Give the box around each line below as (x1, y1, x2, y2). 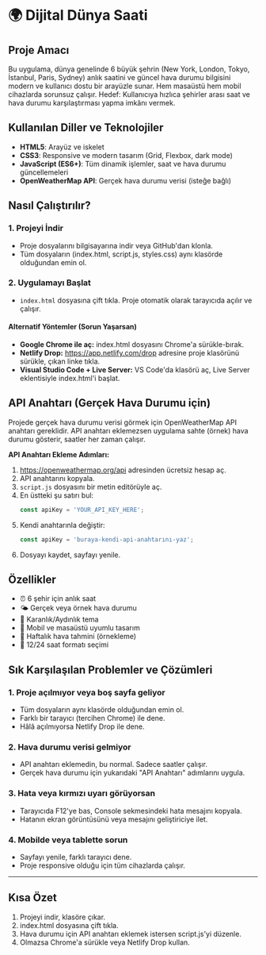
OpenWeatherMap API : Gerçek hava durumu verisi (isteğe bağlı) (19, 175, 232, 185)
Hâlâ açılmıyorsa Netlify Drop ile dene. (19, 722, 145, 731)
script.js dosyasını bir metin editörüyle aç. (19, 482, 162, 491)
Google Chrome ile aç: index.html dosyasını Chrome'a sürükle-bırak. (19, 340, 244, 349)
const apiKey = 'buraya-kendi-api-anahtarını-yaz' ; (19, 535, 194, 544)
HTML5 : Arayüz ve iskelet (19, 142, 104, 152)
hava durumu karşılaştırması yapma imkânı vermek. (8, 98, 176, 107)
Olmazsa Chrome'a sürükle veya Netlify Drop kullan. (19, 938, 190, 947)
